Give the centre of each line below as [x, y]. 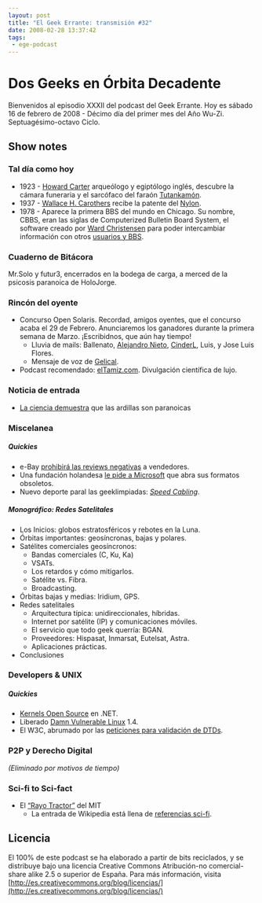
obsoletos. [36, 483]
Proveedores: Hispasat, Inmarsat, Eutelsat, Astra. [110, 638]
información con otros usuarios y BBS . [82, 236]
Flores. [42, 353]
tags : [17, 37]
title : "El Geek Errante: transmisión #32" [80, 23]
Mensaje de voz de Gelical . [75, 362]
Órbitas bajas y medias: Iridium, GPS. [79, 596]
